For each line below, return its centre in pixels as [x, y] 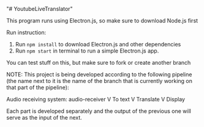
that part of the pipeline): [38, 87]
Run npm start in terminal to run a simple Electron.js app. [87, 51]
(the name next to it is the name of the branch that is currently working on [100, 81]
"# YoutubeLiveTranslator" [40, 9]
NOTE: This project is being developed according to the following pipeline [99, 74]
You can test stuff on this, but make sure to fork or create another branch [99, 63]
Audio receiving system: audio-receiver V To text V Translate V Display [96, 99]
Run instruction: [26, 32]
